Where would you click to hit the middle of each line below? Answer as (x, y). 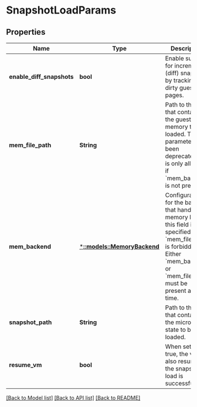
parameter (179, 141)
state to (176, 330)
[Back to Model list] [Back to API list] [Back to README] (73, 398)
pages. (174, 95)
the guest (178, 119)
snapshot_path (30, 322)
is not (173, 186)
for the (174, 202)
